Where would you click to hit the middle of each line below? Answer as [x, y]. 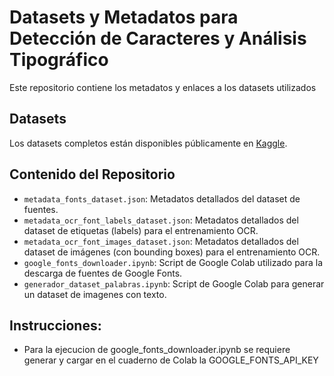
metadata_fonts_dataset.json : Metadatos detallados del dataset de [162, 198]
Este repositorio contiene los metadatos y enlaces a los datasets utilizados [163, 87]
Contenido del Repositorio [92, 174]
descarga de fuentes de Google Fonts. [103, 273]
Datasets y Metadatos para [124, 17]
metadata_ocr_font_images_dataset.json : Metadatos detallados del [161, 241]
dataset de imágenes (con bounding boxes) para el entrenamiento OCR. [172, 252]
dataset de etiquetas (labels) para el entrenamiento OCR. [141, 230]
